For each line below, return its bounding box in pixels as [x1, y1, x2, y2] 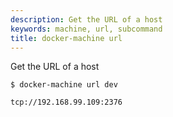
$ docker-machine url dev [10, 80, 118, 90]
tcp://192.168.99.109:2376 [10, 97, 123, 108]
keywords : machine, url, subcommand [10, 24, 163, 34]
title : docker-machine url [10, 33, 123, 43]
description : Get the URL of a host [10, 14, 163, 25]
